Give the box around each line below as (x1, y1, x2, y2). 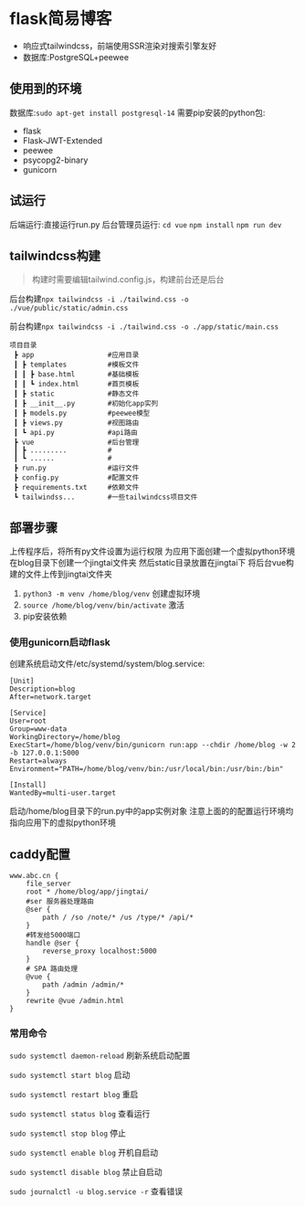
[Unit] (9, 677, 35, 686)
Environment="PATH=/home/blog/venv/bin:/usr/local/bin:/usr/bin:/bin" (9, 765, 284, 774)
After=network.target (9, 693, 92, 702)
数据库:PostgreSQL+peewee (22, 51, 130, 62)
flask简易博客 (9, 8, 112, 29)
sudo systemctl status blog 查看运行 (9, 1107, 151, 1119)
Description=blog (9, 684, 76, 694)
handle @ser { (26, 938, 79, 948)
